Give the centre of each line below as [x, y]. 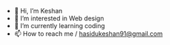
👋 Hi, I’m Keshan [38, 11]
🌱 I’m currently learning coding [60, 26]
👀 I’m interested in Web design [59, 18]
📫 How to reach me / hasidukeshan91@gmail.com [88, 34]
